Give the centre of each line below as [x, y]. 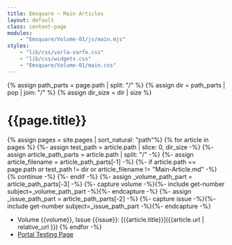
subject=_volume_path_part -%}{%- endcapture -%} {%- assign [99, 191]
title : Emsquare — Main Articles [56, 14]
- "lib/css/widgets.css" [56, 59]
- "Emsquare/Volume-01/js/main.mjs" [73, 40]
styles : [18, 46]
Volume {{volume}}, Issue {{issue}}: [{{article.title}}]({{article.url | [110, 219]
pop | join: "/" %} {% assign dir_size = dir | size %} [80, 92]
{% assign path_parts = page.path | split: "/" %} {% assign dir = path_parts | [116, 85]
